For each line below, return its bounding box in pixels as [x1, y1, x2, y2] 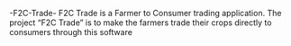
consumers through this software [9, 27, 133, 37]
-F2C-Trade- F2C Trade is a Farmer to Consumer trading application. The [9, 8, 282, 18]
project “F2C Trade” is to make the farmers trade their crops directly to [9, 17, 272, 28]
